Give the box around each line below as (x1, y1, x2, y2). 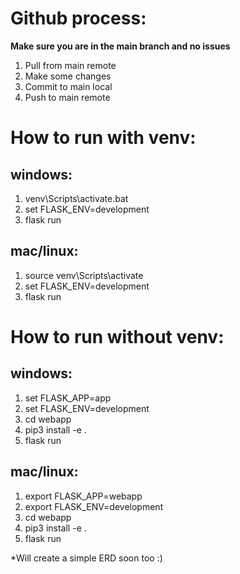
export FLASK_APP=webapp (24, 490, 143, 502)
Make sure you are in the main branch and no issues (10, 40, 231, 52)
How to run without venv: (10, 325, 225, 348)
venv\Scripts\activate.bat (24, 192, 129, 204)
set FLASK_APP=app (24, 392, 112, 404)
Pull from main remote (24, 59, 117, 71)
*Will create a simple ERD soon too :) (10, 552, 163, 564)
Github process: (10, 7, 147, 30)
